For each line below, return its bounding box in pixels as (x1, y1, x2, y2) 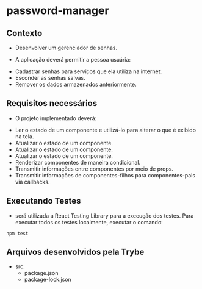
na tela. (15, 132, 34, 140)
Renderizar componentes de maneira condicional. (15, 159, 141, 166)
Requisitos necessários (6, 98, 98, 109)
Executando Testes (6, 196, 81, 206)
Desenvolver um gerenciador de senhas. (15, 44, 118, 51)
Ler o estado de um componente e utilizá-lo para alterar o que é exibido (15, 126, 197, 134)
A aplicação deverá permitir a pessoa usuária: (15, 56, 131, 63)
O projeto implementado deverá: (15, 114, 97, 122)
